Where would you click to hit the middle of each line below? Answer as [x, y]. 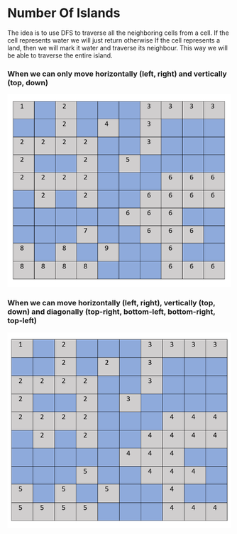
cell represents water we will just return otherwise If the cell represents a [114, 40]
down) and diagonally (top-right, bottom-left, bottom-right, [111, 312]
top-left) [22, 321]
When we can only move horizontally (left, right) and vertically [117, 74]
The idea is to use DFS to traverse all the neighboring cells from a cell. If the [118, 33]
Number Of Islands [64, 13]
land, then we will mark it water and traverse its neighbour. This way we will [118, 48]
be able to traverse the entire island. [60, 55]
